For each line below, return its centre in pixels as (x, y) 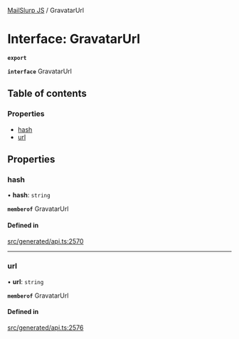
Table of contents (47, 94)
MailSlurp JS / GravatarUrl (46, 10)
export (17, 58)
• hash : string (29, 195)
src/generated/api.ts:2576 (46, 328)
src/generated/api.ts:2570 (46, 241)
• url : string (26, 281)
